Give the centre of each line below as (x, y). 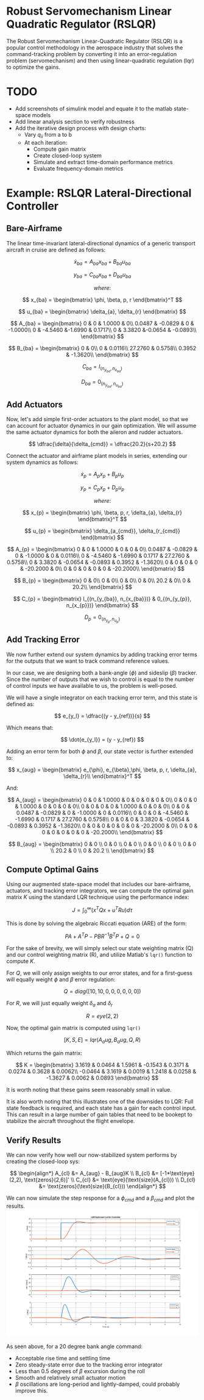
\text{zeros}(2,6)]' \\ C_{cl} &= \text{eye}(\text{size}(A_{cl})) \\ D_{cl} (110, 1180)
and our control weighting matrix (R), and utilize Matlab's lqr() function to (99, 954)
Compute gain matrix (60, 149)
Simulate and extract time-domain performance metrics (103, 162)
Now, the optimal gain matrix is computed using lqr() (74, 1028)
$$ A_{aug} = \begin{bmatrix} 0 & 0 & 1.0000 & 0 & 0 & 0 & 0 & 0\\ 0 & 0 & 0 (102, 799)
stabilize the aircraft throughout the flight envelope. (71, 1121)
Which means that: (30, 727)
